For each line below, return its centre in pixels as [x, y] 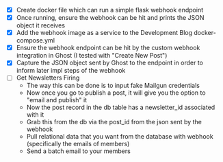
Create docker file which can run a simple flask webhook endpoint [110, 10]
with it [35, 115]
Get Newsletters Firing [48, 78]
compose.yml [36, 40]
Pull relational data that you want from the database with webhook [120, 137]
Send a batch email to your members [78, 151]
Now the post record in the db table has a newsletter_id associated [121, 107]
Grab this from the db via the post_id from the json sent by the [114, 122]
